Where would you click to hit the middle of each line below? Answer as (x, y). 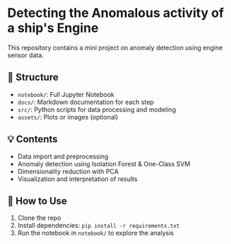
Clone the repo (39, 218)
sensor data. (25, 55)
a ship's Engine (53, 28)
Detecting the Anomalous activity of (116, 13)
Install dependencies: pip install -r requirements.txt (99, 226)
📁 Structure (33, 77)
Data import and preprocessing (63, 156)
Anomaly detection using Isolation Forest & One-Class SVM (104, 163)
